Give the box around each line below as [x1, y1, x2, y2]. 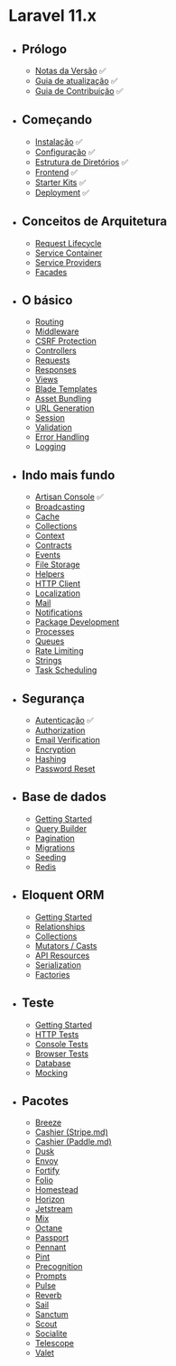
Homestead [34, 1185, 79, 1195]
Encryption [34, 744, 76, 755]
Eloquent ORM [21, 887, 105, 903]
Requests [34, 355, 70, 366]
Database [34, 1057, 71, 1068]
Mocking [34, 1067, 69, 1078]
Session [34, 413, 65, 423]
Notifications [34, 607, 83, 618]
